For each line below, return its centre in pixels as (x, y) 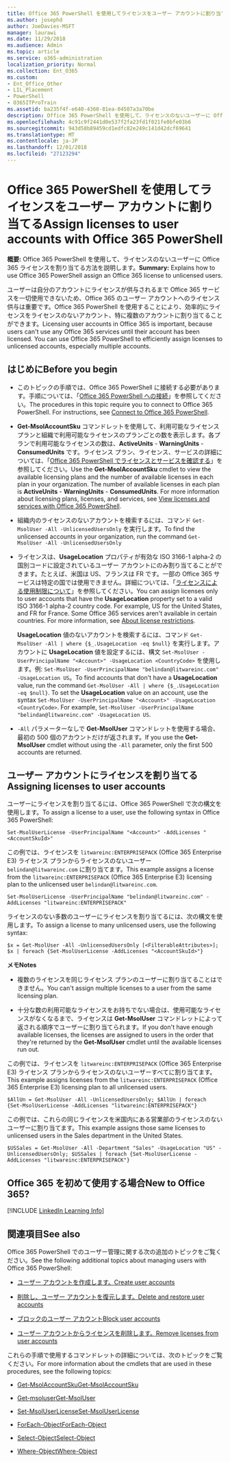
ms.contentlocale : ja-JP (42, 141)
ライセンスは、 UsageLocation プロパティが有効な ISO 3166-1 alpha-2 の (119, 556)
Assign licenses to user (111, 224)
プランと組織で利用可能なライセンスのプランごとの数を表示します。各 (115, 435)
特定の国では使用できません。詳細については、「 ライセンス (123, 582)
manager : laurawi (32, 33)
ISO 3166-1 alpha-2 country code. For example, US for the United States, (119, 606)
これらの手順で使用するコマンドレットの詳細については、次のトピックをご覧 (115, 1355)
